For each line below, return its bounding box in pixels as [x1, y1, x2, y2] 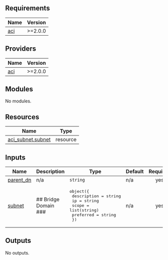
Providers [5, 45, 36, 53]
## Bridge [36, 196, 60, 203]
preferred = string [71, 212, 116, 218]
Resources [5, 112, 39, 121]
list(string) [69, 208, 99, 213]
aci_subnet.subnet [7, 136, 51, 143]
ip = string [71, 198, 99, 204]
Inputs [5, 153, 26, 162]
